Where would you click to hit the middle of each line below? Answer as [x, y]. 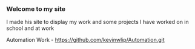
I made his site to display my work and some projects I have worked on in [97, 22]
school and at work [30, 28]
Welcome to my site [36, 9]
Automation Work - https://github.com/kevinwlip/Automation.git [85, 40]
